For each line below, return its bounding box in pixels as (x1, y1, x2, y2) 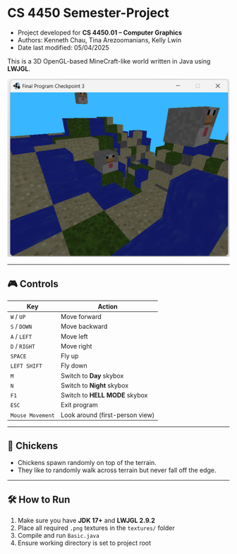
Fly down (61, 361, 88, 370)
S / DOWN (10, 323, 32, 331)
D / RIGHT (10, 342, 35, 350)
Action (97, 302, 118, 311)
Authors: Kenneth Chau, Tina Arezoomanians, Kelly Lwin (17, 35, 182, 44)
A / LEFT (10, 332, 32, 340)
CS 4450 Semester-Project (7, 5, 169, 21)
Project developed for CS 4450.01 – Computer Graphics (17, 28, 182, 37)
